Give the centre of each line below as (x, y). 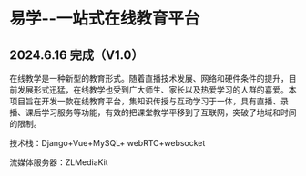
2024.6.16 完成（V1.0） (76, 55)
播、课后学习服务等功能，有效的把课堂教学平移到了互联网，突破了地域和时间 (153, 112)
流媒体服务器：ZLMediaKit (59, 162)
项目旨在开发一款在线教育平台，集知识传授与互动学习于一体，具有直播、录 (149, 101)
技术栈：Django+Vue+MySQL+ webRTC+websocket (107, 143)
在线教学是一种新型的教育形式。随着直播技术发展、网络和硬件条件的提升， (149, 78)
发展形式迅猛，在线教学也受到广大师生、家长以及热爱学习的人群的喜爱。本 (157, 90)
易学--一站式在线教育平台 (105, 19)
